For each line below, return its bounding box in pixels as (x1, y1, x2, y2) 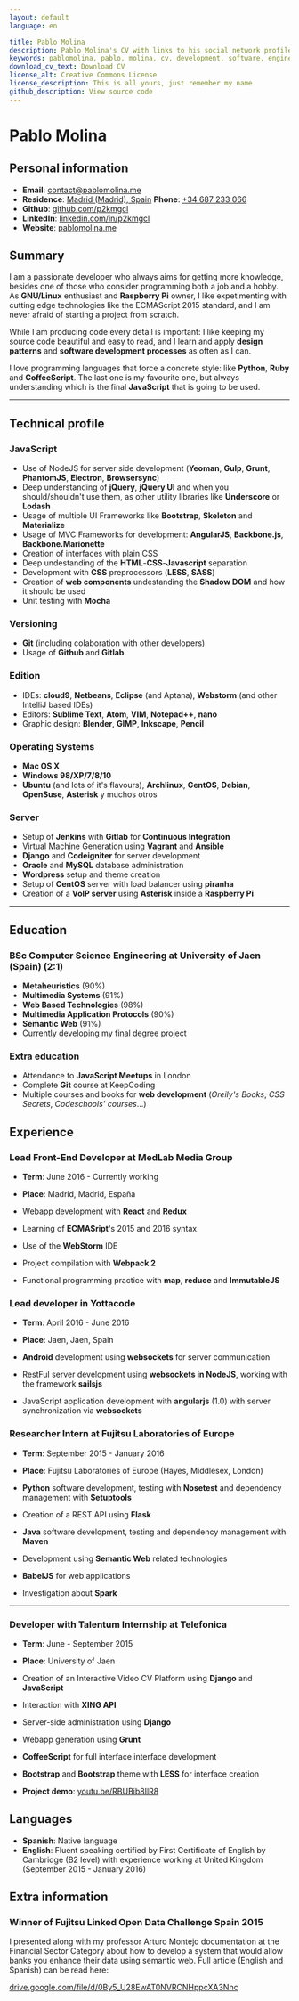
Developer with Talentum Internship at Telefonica (9, 1618, 227, 1631)
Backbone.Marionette (21, 539, 105, 549)
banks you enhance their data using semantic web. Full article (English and (9, 1956, 284, 1966)
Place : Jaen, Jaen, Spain (21, 1335, 114, 1346)
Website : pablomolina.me (21, 222, 117, 232)
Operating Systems (9, 740, 95, 752)
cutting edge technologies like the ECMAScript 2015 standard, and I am (9, 300, 271, 311)
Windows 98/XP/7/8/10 (21, 770, 112, 781)
